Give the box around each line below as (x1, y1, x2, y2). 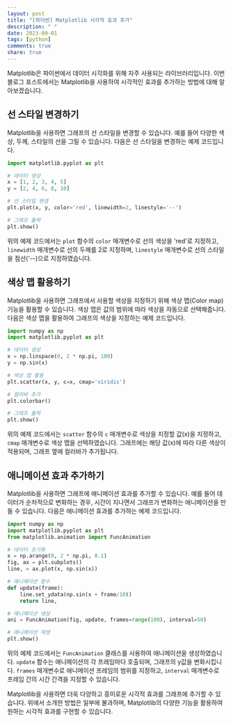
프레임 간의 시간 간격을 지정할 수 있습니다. (7, 675, 120, 684)
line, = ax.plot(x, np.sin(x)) (7, 565, 98, 572)
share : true (7, 49, 42, 56)
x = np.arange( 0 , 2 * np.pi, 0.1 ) (7, 552, 108, 560)
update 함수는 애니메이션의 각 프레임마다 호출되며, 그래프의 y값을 (16, 658, 193, 666)
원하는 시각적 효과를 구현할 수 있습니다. (7, 707, 113, 716)
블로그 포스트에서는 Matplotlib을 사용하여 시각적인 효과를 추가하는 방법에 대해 (7, 77, 218, 86)
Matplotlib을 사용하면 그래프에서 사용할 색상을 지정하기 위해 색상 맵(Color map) (7, 296, 224, 305)
